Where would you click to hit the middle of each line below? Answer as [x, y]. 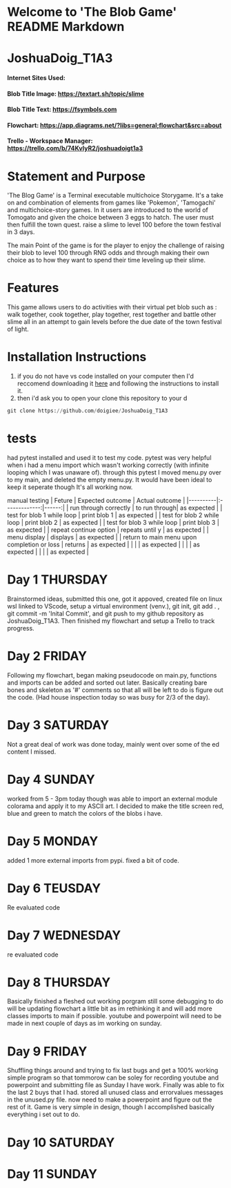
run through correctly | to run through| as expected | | [146, 508]
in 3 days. [21, 232]
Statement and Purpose [77, 176]
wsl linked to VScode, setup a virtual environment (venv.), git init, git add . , [113, 606]
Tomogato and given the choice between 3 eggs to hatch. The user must [110, 218]
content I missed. [32, 751]
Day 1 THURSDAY [58, 580]
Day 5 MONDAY [53, 841]
